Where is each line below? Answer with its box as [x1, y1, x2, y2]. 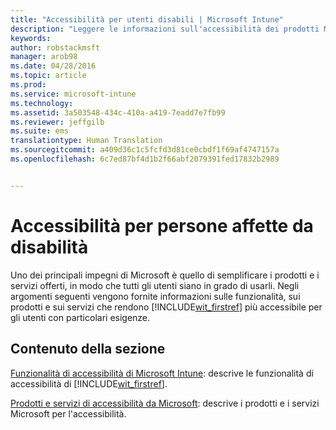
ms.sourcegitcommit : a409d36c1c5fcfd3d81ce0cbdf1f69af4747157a [10, 145, 280, 155]
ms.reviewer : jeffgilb [10, 117, 105, 127]
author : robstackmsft [10, 42, 101, 53]
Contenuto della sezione [10, 341, 166, 358]
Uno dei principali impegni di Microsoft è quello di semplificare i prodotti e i [10, 269, 320, 281]
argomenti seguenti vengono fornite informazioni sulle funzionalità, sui [10, 290, 301, 302]
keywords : [10, 33, 52, 43]
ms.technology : [10, 98, 74, 108]
